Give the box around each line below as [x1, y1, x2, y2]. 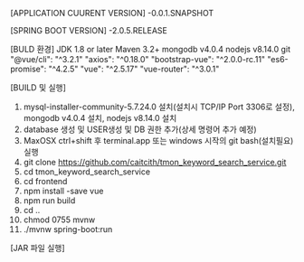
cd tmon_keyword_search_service [23, 166, 151, 177]
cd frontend [23, 176, 68, 186]
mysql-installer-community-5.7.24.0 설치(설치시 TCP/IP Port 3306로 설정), [23, 101, 295, 112]
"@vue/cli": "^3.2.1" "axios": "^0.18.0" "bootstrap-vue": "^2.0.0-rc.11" [10, 54, 266, 64]
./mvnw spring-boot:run [23, 224, 113, 234]
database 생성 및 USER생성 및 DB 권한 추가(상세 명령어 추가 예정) [23, 124, 257, 135]
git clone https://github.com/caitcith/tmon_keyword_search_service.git [23, 157, 287, 167]
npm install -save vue [23, 185, 104, 196]
